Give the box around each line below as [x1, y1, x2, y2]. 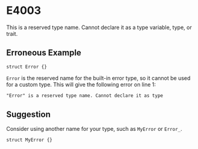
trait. [6, 30, 18, 37]
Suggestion [6, 110, 51, 120]
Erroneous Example [6, 48, 81, 58]
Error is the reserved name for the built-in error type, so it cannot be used [6, 74, 191, 82]
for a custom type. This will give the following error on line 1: [6, 81, 156, 88]
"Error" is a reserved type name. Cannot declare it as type [6, 92, 164, 99]
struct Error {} [6, 64, 47, 70]
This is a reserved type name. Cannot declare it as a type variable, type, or [6, 24, 192, 31]
